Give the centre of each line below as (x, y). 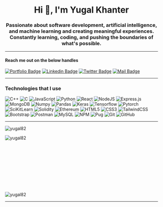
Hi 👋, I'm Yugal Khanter (81, 10)
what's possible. (81, 43)
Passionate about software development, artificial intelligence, (81, 25)
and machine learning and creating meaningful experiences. (81, 31)
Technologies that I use (33, 88)
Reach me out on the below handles (42, 60)
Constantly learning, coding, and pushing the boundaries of (81, 38)
